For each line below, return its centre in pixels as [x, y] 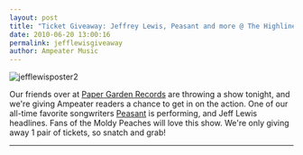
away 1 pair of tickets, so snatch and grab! [88, 132]
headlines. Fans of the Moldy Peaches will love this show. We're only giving [150, 123]
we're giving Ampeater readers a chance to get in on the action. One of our [149, 104]
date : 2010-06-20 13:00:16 [60, 34]
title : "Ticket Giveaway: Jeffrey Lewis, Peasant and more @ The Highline [153, 26]
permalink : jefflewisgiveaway [66, 43]
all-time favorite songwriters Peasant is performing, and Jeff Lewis [133, 114]
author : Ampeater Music [54, 51]
